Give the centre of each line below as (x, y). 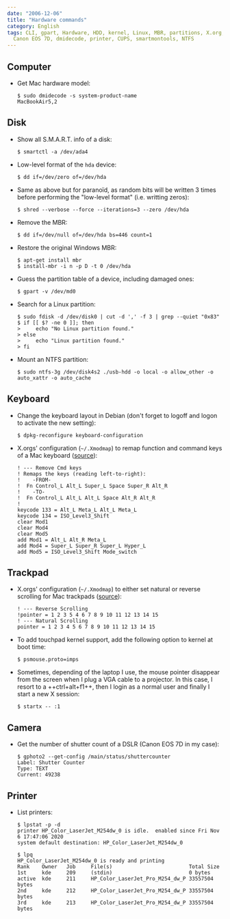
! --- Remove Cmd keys (49, 468)
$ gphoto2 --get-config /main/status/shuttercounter (94, 757)
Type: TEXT (33, 769)
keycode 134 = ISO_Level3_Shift (63, 516)
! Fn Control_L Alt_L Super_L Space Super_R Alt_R (92, 486)
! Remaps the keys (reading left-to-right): (81, 474)
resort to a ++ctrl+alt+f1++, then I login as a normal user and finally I (113, 687)
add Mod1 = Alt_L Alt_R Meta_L (62, 540)
